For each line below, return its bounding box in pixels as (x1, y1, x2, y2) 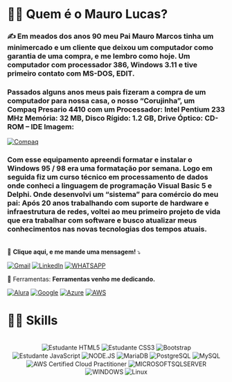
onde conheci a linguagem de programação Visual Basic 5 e (7, 181, 213, 191)
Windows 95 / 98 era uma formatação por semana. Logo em (7, 164, 213, 173)
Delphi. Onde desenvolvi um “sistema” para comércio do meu (7, 190, 219, 200)
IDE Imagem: (30, 122, 75, 132)
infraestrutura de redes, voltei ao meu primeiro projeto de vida (7, 207, 221, 217)
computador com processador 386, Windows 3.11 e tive (7, 60, 198, 70)
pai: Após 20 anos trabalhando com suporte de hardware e (7, 198, 209, 208)
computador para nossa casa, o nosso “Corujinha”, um (7, 96, 195, 106)
